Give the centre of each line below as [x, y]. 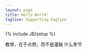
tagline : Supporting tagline [36, 19]
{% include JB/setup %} [30, 34]
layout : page [19, 10]
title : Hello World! [27, 15]
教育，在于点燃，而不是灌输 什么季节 [43, 44]
